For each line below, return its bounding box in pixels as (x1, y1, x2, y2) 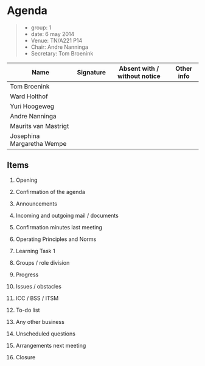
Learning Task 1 (15, 247, 55, 254)
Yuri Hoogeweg (10, 102, 54, 110)
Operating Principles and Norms (15, 235, 97, 243)
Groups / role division (15, 259, 70, 266)
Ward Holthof (10, 92, 48, 101)
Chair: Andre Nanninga (30, 43, 89, 51)
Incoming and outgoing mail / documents (15, 212, 119, 219)
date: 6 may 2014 (30, 30, 75, 37)
